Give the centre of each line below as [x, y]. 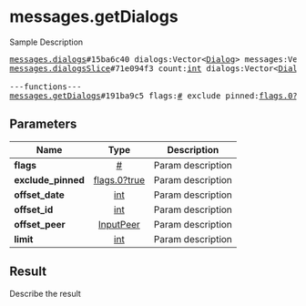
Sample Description [46, 42]
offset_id [34, 209]
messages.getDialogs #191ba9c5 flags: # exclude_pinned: [134, 96]
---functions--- [46, 87]
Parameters [43, 124]
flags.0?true [119, 179]
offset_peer [40, 224]
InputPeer [120, 224]
